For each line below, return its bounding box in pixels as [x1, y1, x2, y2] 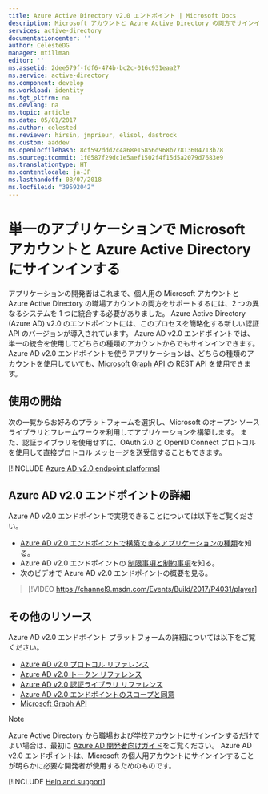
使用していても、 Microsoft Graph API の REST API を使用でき [42, 359, 244, 368]
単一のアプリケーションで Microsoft [8, 220, 246, 238]
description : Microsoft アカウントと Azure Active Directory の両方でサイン [8, 19, 254, 27]
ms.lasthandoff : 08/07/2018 [8, 176, 102, 184]
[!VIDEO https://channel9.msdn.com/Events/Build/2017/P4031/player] [27, 585, 258, 594]
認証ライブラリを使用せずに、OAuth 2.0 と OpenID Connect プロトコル [22, 437, 256, 447]
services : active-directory [8, 26, 102, 34]
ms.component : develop [8, 79, 84, 87]
